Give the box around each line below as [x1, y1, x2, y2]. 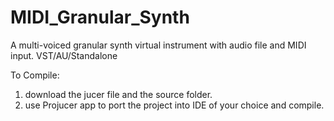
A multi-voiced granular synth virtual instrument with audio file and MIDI [10, 39, 307, 51]
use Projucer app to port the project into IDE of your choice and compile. [24, 99, 325, 111]
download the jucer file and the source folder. [24, 88, 213, 100]
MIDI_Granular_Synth [10, 6, 190, 29]
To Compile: [10, 69, 60, 81]
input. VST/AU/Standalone [10, 49, 118, 61]
